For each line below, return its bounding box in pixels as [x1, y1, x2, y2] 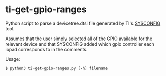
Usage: [5, 56, 20, 62]
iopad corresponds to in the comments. [5, 46, 88, 52]
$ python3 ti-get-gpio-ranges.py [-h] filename [5, 66, 108, 71]
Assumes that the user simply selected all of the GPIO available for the [5, 35, 153, 42]
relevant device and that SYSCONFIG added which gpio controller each [5, 41, 155, 47]
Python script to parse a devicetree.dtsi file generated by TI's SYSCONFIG [5, 20, 161, 26]
